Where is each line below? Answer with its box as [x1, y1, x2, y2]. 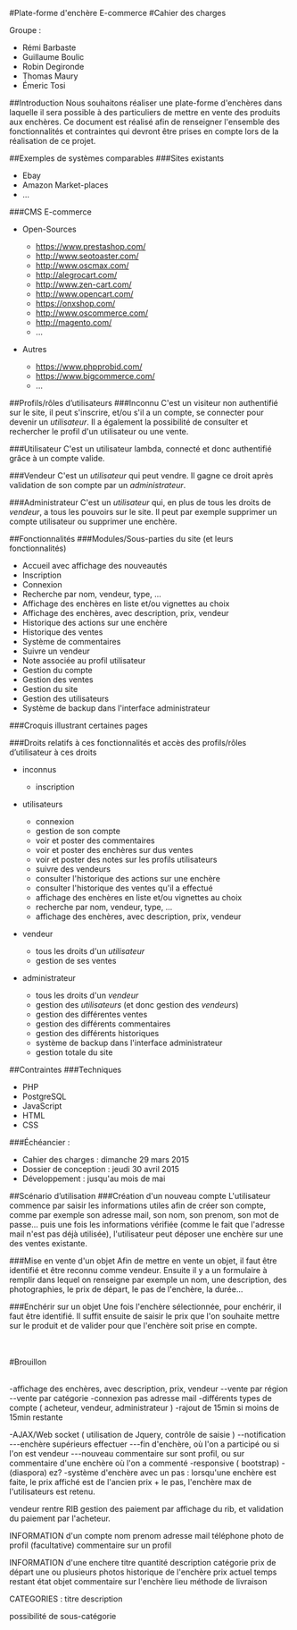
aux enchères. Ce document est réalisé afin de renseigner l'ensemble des [9, 116, 281, 127]
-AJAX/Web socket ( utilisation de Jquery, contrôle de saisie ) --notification [9, 1430, 286, 1440]
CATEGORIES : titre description [9, 1593, 123, 1604]
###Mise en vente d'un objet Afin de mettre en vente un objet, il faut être [9, 1255, 277, 1266]
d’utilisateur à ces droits [9, 747, 97, 757]
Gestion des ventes [21, 674, 94, 685]
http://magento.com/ [35, 317, 112, 327]
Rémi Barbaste [21, 42, 77, 53]
